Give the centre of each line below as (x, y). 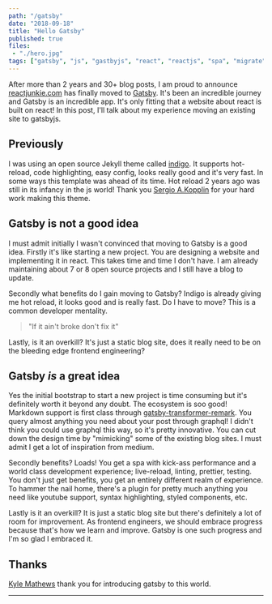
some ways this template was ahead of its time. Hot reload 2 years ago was (134, 181)
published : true (36, 39)
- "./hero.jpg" (37, 54)
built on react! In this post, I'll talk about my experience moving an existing (132, 109)
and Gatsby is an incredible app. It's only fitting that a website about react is (135, 101)
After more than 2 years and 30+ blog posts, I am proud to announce (123, 84)
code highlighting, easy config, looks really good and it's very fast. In (149, 172)
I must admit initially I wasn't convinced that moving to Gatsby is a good (128, 243)
